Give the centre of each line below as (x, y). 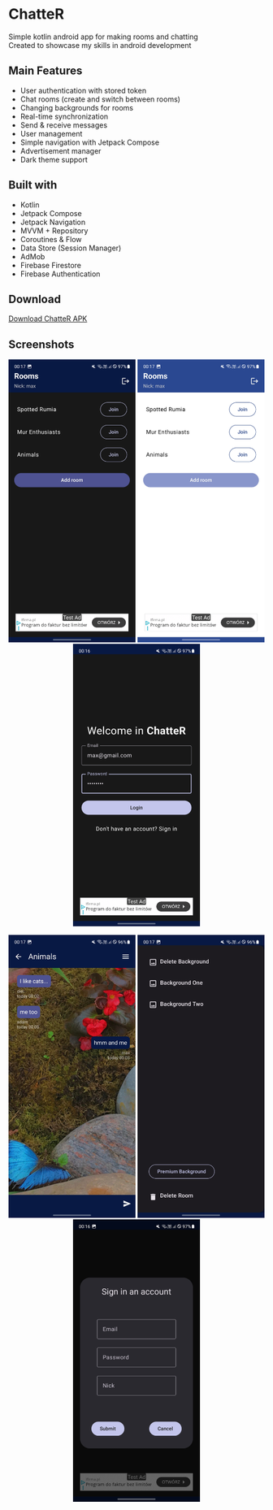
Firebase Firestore (50, 265)
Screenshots (41, 344)
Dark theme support (54, 159)
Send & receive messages (64, 125)
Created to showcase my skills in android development (100, 45)
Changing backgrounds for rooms (77, 107)
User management (51, 133)
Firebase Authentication (60, 274)
